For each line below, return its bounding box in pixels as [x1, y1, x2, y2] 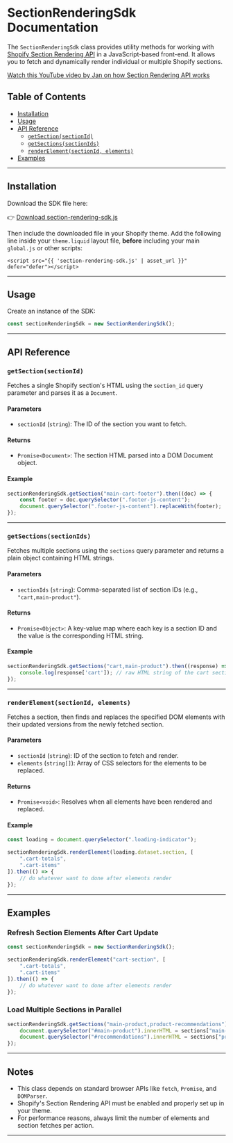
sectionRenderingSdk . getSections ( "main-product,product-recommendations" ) [7, 1021, 228, 1028]
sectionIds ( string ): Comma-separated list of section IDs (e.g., [17, 585, 198, 594]
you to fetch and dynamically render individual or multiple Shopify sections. [7, 57, 223, 65]
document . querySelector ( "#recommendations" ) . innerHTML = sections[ [19, 1034, 218, 1041]
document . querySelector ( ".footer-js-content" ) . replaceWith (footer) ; [19, 503, 222, 510]
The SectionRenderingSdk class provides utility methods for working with [7, 42, 214, 51]
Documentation [7, 19, 99, 35]
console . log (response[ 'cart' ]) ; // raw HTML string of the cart [19, 669, 209, 676]
